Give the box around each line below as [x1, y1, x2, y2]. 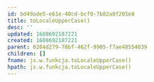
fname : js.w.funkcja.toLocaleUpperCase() [7, 57, 132, 64]
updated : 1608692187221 [7, 30, 78, 38]
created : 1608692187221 [7, 37, 78, 44]
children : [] [7, 51, 46, 58]
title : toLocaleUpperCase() [7, 17, 91, 24]
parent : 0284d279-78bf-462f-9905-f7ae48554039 [7, 43, 148, 51]
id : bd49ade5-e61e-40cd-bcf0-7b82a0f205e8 [7, 10, 135, 18]
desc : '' [7, 24, 33, 31]
